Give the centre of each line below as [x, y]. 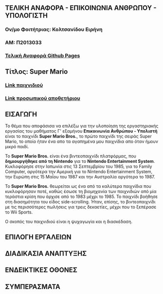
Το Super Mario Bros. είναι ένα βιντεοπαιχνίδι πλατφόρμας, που [71, 156]
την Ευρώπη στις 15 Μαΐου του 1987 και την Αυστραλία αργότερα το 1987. [80, 177]
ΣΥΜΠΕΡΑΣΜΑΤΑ [33, 286]
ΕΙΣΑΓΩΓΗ [21, 114]
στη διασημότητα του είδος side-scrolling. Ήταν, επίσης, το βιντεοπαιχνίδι [80, 202]
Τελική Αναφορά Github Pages [43, 56]
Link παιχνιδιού [24, 85]
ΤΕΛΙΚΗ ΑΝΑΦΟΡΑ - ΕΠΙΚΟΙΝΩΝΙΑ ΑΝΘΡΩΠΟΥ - [81, 8]
